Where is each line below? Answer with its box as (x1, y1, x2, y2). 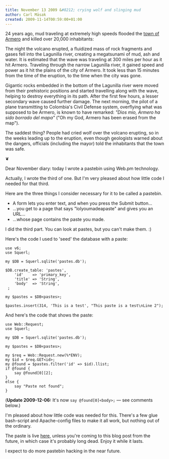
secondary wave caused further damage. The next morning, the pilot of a (5, 99, 158, 105)
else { (5, 380, 19, 385)
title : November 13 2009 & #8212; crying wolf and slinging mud (5, 7, 141, 13)
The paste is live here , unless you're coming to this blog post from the (5, 433, 150, 439)
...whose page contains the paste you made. (12, 216, 105, 222)
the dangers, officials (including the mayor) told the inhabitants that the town (5, 141, 164, 147)
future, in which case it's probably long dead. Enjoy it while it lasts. (5, 438, 144, 444)
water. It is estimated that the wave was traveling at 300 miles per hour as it (5, 57, 162, 63)
